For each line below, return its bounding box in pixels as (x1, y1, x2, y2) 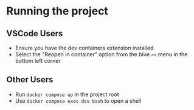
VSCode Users (6, 28, 63, 39)
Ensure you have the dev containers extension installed (15, 44, 154, 51)
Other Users (6, 74, 54, 85)
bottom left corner (15, 57, 61, 64)
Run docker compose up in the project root (15, 91, 119, 98)
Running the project (6, 4, 108, 18)
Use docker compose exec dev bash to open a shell (15, 97, 142, 104)
